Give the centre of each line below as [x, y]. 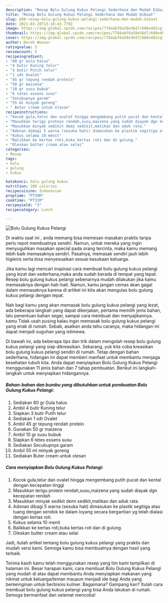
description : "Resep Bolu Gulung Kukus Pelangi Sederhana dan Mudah [78, 10]
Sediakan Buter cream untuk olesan [49, 456]
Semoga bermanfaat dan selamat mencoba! [51, 595]
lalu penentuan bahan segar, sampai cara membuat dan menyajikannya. [80, 316]
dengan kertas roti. [32, 517]
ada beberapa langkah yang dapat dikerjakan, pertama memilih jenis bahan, [84, 310]
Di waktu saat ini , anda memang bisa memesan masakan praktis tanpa [79, 238]
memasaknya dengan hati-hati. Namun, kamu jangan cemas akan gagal [79, 285]
